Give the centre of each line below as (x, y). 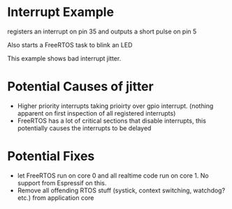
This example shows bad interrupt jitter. (64, 58)
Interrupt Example (60, 12)
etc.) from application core (56, 198)
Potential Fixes (51, 156)
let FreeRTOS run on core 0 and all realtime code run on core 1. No (113, 176)
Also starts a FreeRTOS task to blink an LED (70, 45)
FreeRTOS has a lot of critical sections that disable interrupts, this (111, 121)
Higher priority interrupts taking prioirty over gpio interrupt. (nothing (115, 106)
